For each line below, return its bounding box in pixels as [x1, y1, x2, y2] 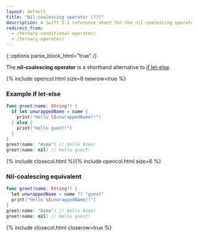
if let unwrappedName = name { [11, 109, 88, 115]
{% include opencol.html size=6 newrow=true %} [6, 75, 127, 82]
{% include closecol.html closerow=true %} [6, 224, 112, 231]
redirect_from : [6, 25, 44, 31]
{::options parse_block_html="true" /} [6, 53, 97, 59]
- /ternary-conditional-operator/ [11, 31, 96, 37]
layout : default [6, 8, 46, 15]
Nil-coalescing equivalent [6, 172, 82, 181]
